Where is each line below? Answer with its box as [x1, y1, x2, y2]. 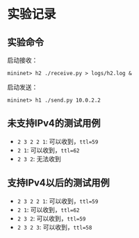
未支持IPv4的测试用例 [7, 118, 101, 129]
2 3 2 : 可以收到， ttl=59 [17, 214, 86, 223]
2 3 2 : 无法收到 [17, 154, 61, 163]
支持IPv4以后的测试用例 [7, 177, 110, 189]
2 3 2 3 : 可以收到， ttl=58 [17, 223, 92, 231]
